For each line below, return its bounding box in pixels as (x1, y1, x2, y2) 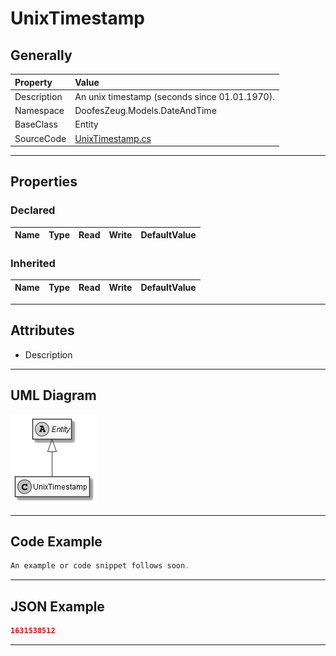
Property (14, 76, 53, 88)
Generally (10, 47, 73, 64)
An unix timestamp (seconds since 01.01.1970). (74, 90, 275, 102)
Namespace (14, 105, 65, 116)
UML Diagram (10, 387, 97, 404)
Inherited (10, 256, 56, 270)
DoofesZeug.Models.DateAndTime (74, 105, 217, 116)
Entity (74, 118, 99, 131)
